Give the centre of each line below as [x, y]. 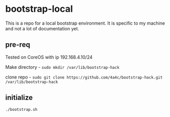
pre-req [18, 45]
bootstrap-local [39, 9]
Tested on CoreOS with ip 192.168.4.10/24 [49, 57]
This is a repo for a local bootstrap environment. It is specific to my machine [85, 23]
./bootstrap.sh [21, 109]
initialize [19, 98]
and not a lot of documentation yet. [42, 28]
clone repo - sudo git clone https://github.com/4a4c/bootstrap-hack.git [84, 77]
